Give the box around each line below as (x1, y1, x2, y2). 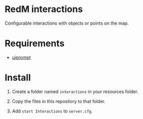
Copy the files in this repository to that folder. (12, 98, 106, 104)
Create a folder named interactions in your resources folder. (12, 88, 138, 94)
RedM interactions (5, 4, 83, 15)
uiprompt (12, 54, 31, 60)
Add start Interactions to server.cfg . (12, 108, 93, 114)
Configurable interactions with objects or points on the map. (5, 20, 129, 26)
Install (5, 72, 31, 83)
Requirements (5, 38, 65, 49)
